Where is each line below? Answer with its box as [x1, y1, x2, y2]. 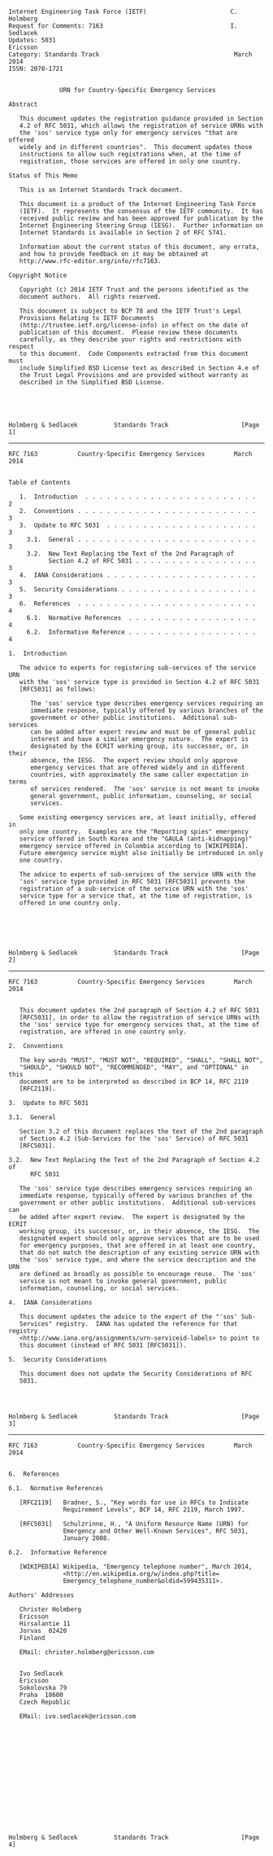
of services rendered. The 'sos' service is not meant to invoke [29, 785, 260, 793]
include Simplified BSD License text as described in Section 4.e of [19, 364, 260, 372]
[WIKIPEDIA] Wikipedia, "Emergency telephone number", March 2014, [19, 1563, 253, 1571]
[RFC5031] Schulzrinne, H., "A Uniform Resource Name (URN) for [19, 1520, 249, 1528]
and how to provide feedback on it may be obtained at [19, 250, 209, 258]
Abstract [8, 100, 38, 108]
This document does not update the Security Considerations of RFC [19, 1370, 253, 1378]
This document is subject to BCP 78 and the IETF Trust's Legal [19, 307, 242, 315]
